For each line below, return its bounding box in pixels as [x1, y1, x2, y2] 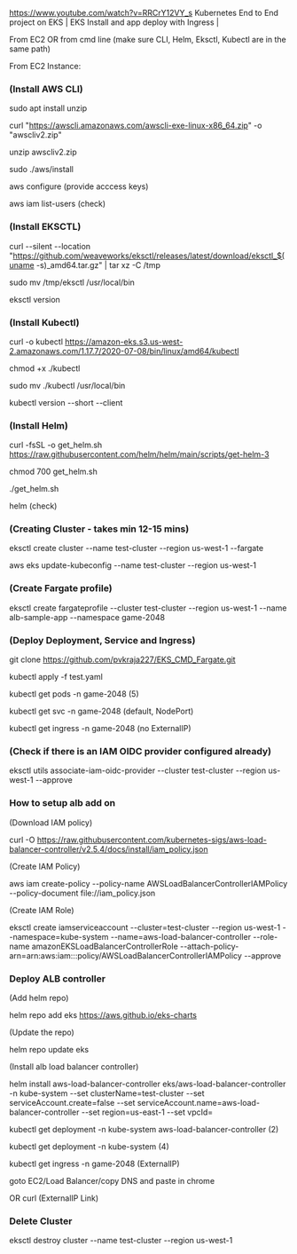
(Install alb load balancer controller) [9, 1061, 139, 1072]
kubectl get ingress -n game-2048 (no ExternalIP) [9, 723, 192, 734]
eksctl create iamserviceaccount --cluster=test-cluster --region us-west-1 [9, 922, 281, 933]
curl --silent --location [9, 241, 91, 251]
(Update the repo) [9, 1027, 75, 1037]
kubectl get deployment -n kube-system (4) [9, 1140, 170, 1152]
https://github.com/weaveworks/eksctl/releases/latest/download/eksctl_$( [12, 250, 285, 261]
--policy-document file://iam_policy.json [9, 887, 156, 898]
